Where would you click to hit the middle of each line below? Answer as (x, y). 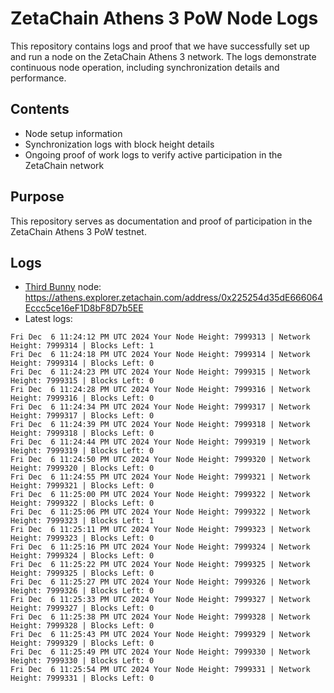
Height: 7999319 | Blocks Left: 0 (82, 451)
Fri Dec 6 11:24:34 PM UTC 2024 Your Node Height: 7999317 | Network (160, 407)
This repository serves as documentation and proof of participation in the (161, 221)
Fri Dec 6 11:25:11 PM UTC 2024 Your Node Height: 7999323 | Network (160, 530)
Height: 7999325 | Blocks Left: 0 (82, 573)
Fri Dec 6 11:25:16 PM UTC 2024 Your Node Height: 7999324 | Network (160, 547)
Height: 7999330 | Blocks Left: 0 (82, 661)
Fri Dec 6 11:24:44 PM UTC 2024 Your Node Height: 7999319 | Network (160, 442)
